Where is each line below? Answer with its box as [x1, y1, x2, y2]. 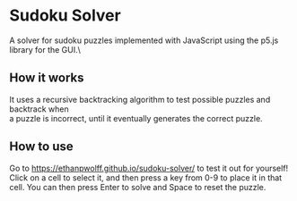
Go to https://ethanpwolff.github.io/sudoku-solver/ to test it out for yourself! [9, 163, 289, 173]
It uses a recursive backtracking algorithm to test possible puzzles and [9, 94, 271, 105]
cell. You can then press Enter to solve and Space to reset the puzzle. [9, 181, 266, 192]
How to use [9, 139, 74, 155]
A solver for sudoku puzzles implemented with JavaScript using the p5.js [9, 35, 279, 46]
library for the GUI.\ [9, 44, 81, 54]
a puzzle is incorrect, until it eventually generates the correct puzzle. [9, 113, 263, 123]
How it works [9, 71, 84, 86]
